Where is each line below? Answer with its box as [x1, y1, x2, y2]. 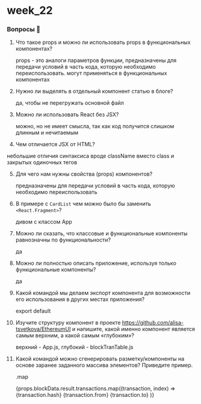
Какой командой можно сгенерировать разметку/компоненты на [15, 355, 185, 362]
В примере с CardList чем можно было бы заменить [15, 200, 151, 208]
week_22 [7, 4, 53, 17]
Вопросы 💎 [7, 25, 41, 34]
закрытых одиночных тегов [7, 159, 78, 166]
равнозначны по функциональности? [15, 236, 111, 244]
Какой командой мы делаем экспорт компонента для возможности [15, 290, 191, 297]
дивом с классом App [15, 218, 73, 226]
